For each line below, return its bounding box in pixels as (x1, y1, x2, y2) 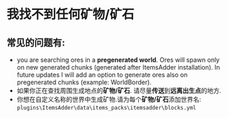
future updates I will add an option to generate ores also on (16, 71, 188, 79)
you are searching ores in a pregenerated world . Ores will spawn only (16, 55, 220, 64)
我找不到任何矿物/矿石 (6, 6, 135, 22)
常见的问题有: (6, 37, 66, 48)
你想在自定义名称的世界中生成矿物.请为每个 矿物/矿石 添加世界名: (16, 96, 201, 103)
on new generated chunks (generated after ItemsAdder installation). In (16, 63, 220, 71)
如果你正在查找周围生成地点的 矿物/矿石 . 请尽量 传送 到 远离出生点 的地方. (16, 86, 222, 95)
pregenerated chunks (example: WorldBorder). (16, 78, 152, 86)
